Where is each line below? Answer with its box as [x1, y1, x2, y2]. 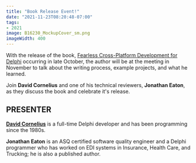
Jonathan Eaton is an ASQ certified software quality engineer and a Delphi [6, 138, 186, 145]
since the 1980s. [6, 126, 46, 133]
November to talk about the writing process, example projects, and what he [6, 64, 188, 71]
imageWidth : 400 [6, 36, 46, 41]
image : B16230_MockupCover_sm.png [6, 30, 91, 36]
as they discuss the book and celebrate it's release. [6, 88, 130, 95]
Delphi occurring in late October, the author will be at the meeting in [6, 58, 170, 65]
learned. [6, 71, 26, 77]
